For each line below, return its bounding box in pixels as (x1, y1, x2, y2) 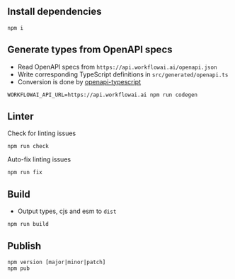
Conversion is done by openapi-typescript (17, 77, 142, 86)
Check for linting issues (7, 129, 76, 137)
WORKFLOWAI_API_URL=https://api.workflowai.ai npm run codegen (7, 91, 198, 98)
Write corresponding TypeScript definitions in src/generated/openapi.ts (17, 70, 229, 79)
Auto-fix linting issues (7, 155, 71, 164)
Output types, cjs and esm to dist (17, 207, 117, 215)
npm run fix (7, 169, 42, 176)
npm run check (7, 143, 50, 150)
